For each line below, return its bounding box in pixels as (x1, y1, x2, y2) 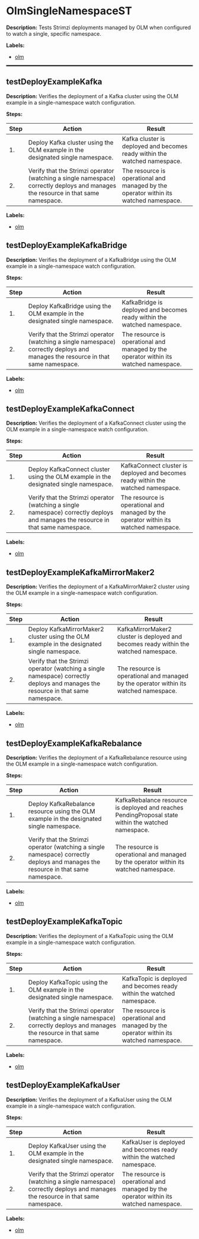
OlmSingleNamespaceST (6, 4, 132, 18)
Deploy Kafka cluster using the (28, 138, 114, 146)
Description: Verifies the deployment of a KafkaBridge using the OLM (6, 256, 176, 263)
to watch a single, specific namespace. (6, 30, 102, 37)
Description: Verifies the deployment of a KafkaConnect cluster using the (6, 419, 187, 426)
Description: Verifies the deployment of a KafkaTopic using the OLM (6, 932, 174, 939)
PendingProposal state (115, 811, 179, 819)
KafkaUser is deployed (122, 1138, 185, 1146)
